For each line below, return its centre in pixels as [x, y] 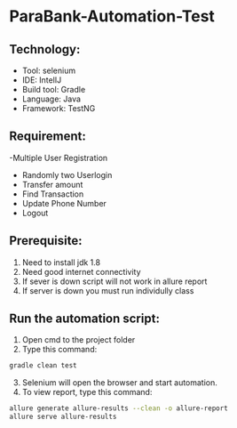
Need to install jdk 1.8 [61, 262]
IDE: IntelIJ [42, 80]
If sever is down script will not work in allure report [115, 281]
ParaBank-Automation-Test [112, 16]
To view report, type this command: [87, 392]
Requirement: [48, 137]
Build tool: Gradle [54, 89]
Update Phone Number [64, 203]
